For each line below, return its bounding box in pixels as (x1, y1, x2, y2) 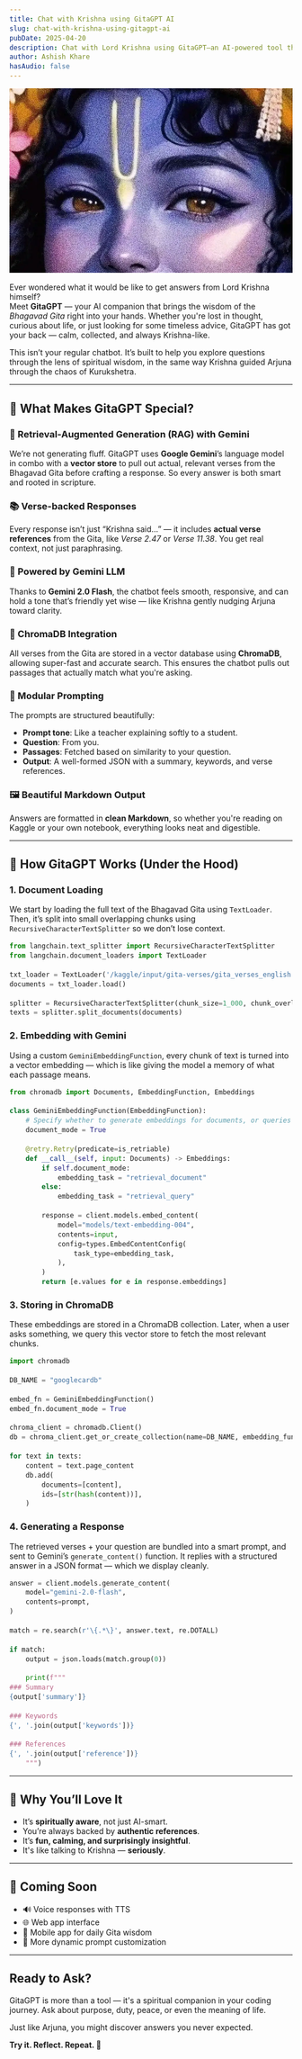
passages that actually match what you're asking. (9, 667, 193, 679)
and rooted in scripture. (9, 477, 97, 488)
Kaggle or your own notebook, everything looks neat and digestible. (9, 822, 261, 832)
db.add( (25, 1470, 54, 1479)
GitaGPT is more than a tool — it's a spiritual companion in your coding (9, 1994, 271, 2006)
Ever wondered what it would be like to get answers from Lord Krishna (9, 282, 270, 292)
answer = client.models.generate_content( (9, 1578, 171, 1587)
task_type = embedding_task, (73, 1249, 175, 1258)
